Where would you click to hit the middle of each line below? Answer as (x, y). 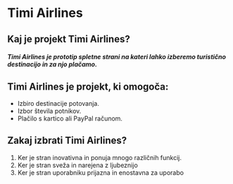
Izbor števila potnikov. (49, 111)
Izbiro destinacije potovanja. (58, 103)
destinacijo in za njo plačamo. (52, 64)
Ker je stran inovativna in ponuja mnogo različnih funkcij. (99, 157)
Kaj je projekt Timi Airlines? (69, 39)
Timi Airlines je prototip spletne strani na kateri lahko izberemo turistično (117, 57)
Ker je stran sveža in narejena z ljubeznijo (78, 165)
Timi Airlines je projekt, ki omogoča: (88, 86)
